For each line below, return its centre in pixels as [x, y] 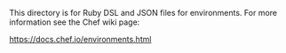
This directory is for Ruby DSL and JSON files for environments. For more [143, 13]
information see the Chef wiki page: [75, 22]
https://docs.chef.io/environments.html [80, 39]
